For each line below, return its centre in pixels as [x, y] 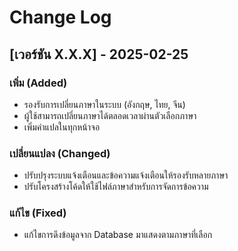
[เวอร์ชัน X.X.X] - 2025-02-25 [99, 54]
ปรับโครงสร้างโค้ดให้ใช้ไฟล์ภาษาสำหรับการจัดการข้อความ [116, 187]
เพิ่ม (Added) [38, 83]
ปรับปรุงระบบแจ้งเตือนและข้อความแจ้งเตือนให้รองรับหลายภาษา [126, 175]
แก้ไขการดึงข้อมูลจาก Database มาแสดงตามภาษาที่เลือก [118, 235]
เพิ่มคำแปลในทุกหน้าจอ [62, 127]
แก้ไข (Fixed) [38, 213]
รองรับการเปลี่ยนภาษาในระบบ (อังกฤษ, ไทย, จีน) [104, 104]
